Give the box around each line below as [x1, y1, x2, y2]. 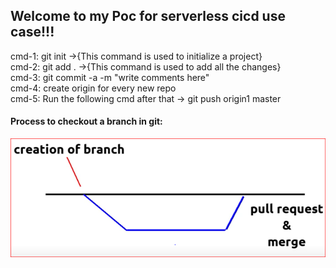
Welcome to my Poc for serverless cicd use [10, 8, 286, 25]
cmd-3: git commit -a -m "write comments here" [10, 71, 210, 83]
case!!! [10, 24, 55, 41]
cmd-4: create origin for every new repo [10, 82, 177, 94]
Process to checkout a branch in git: [10, 115, 163, 128]
